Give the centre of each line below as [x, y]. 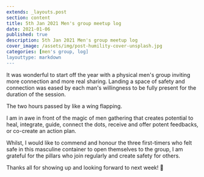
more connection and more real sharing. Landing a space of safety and [96, 81]
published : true [27, 35]
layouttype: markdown [34, 57]
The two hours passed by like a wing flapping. [64, 106]
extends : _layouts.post [37, 12]
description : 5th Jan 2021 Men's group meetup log [72, 40]
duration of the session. [36, 94]
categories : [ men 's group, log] [47, 52]
